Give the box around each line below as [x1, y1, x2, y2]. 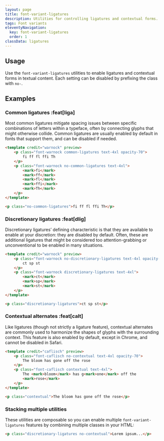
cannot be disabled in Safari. [5, 339, 63, 345]
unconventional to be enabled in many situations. [5, 242, 104, 248]
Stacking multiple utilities [5, 406, 67, 413]
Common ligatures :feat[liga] [5, 109, 75, 116]
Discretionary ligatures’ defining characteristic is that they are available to [5, 227, 153, 232]
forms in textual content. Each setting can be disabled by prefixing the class [5, 75, 158, 81]
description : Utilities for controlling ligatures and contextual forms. [5, 16, 159, 21]
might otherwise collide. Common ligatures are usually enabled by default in [5, 130, 158, 137]
